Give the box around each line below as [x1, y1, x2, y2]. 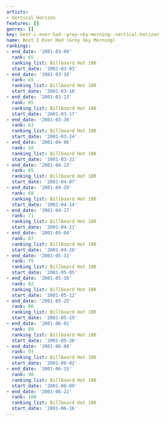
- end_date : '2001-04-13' [6, 162, 72, 168]
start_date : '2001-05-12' [12, 292, 78, 299]
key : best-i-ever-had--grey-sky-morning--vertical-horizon [6, 32, 160, 38]
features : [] [6, 20, 40, 26]
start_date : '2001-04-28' [12, 247, 78, 253]
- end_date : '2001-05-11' [6, 252, 72, 259]
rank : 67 [12, 235, 34, 241]
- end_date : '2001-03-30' [6, 116, 72, 122]
